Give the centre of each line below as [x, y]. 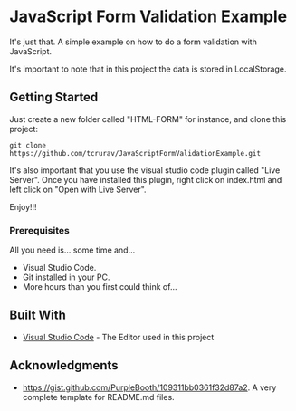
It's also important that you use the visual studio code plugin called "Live [145, 170]
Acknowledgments [64, 365]
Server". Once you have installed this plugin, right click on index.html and [146, 179]
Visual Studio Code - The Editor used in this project [118, 337]
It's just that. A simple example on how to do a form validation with [134, 42]
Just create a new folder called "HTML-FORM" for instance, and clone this [148, 119]
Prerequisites [39, 230]
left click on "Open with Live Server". [78, 189]
